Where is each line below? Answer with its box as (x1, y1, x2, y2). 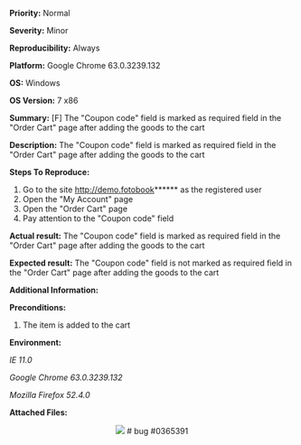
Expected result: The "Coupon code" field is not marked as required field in (9, 257, 292, 268)
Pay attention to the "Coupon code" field (22, 213, 174, 224)
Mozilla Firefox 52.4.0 (9, 390, 90, 400)
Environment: (9, 338, 61, 348)
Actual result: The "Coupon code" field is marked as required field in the (9, 230, 281, 241)
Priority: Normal (9, 8, 71, 18)
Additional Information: (9, 284, 99, 295)
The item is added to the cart (22, 320, 131, 330)
